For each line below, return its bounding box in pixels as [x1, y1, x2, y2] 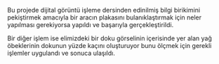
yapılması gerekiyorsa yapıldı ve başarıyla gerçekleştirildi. [7, 21, 174, 29]
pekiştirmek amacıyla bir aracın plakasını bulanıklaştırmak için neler [7, 13, 202, 22]
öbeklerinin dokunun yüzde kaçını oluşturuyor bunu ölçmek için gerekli [7, 42, 212, 49]
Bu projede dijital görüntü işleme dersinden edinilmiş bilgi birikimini [7, 6, 201, 14]
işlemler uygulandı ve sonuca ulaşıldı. [7, 49, 116, 57]
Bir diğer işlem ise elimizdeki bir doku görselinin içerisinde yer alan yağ [7, 34, 213, 42]
